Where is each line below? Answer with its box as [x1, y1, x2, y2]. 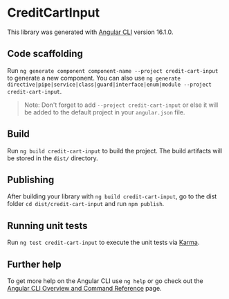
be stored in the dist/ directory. [7, 154, 98, 162]
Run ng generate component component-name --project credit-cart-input [7, 66, 219, 74]
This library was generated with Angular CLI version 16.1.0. [7, 28, 174, 36]
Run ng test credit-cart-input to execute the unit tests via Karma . [7, 238, 200, 247]
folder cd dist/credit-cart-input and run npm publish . [7, 200, 165, 208]
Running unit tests [7, 220, 88, 232]
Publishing [7, 173, 55, 185]
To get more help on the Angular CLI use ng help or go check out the [7, 277, 203, 285]
